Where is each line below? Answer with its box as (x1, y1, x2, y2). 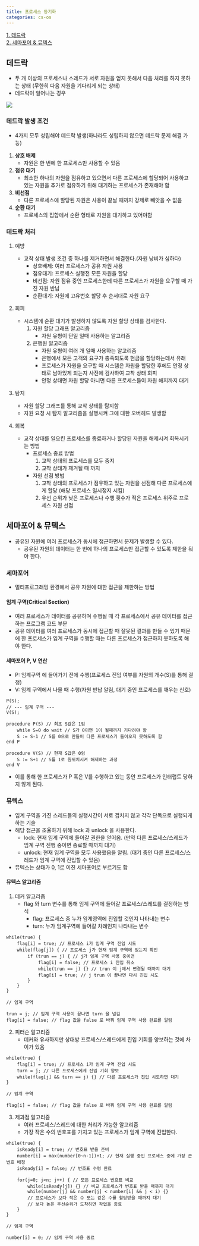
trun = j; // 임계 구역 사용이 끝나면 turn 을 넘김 (6, 1010, 121, 1017)
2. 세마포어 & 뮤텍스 (6, 39, 52, 46)
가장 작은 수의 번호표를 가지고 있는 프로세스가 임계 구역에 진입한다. (23, 1128, 178, 1135)
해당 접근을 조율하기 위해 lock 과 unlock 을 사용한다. (14, 826, 137, 833)
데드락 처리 (6, 227, 36, 236)
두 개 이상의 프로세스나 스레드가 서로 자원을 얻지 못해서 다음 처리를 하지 (14, 75, 180, 82)
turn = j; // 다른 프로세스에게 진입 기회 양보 (17, 1068, 119, 1074)
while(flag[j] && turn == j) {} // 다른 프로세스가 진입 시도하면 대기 (17, 1074, 179, 1080)
